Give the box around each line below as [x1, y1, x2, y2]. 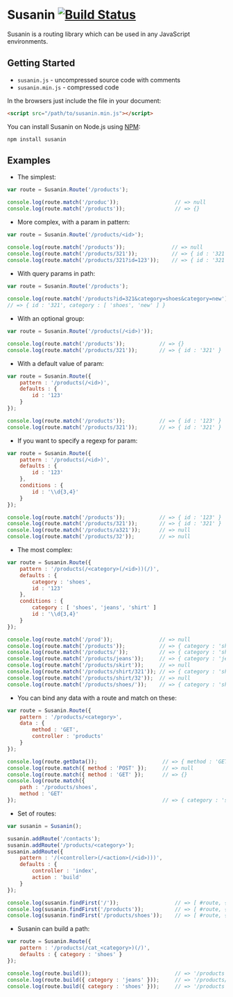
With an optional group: [17, 315, 85, 323]
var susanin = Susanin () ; [7, 822, 82, 829]
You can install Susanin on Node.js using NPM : [7, 122, 141, 131]
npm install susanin [7, 136, 67, 143]
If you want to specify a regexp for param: [17, 436, 138, 445]
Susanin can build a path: [17, 925, 90, 933]
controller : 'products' [32, 733, 104, 740]
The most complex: [17, 546, 73, 554]
